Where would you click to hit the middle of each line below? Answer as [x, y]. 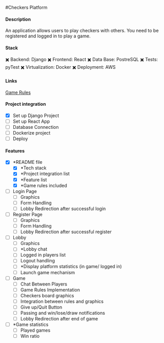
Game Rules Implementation [50, 290]
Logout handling [38, 261]
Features [15, 150]
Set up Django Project [36, 116]
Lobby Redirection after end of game [59, 319]
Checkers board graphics [47, 295]
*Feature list [34, 180]
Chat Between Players [44, 284]
